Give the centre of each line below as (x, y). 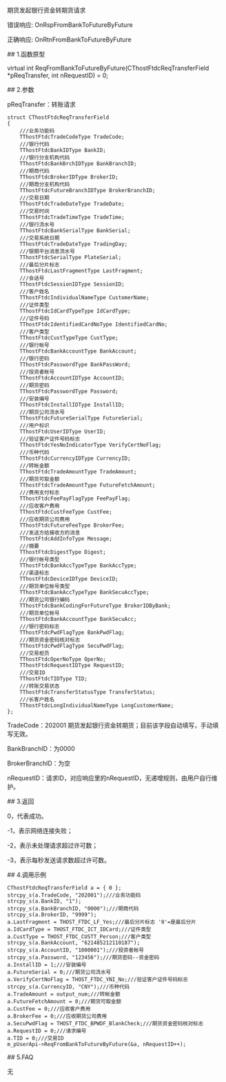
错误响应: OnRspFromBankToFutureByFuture (70, 25)
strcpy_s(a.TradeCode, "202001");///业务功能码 (74, 895)
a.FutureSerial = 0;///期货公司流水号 (59, 972)
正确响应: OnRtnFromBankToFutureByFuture (70, 39)
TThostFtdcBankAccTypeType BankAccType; (78, 566)
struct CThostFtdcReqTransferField (58, 118)
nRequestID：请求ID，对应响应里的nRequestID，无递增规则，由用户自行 (110, 778)
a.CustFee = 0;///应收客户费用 (49, 1009)
